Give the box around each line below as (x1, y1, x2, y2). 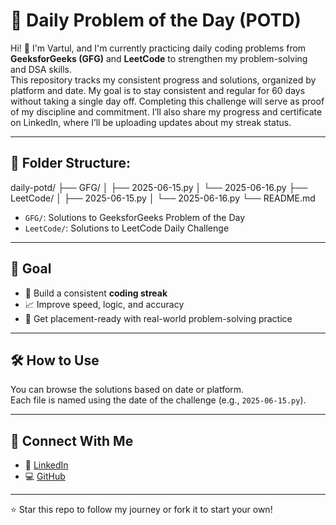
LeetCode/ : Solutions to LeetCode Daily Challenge (24, 222, 230, 234)
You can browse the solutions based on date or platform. (10, 384, 245, 396)
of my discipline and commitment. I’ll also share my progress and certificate (10, 105, 323, 118)
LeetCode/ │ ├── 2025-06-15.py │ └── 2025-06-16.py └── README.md (10, 192, 316, 204)
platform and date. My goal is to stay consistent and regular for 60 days (10, 84, 306, 96)
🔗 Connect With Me (10, 432, 134, 449)
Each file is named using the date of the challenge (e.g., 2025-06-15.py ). (10, 394, 307, 406)
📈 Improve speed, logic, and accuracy (24, 298, 185, 310)
